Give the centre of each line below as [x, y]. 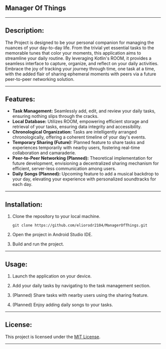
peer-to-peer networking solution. [40, 79]
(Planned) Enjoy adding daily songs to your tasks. [62, 305]
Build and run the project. [38, 244]
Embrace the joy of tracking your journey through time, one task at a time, [80, 69]
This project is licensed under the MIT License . [53, 337]
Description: [25, 31]
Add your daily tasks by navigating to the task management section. [81, 286]
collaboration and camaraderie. [44, 153]
